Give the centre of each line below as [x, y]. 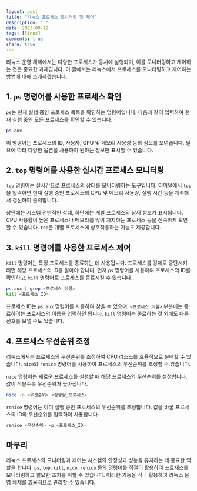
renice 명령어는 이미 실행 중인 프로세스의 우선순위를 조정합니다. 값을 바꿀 [90, 407]
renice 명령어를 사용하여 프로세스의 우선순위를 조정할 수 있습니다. [116, 364]
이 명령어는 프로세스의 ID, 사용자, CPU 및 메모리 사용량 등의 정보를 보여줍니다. [95, 142]
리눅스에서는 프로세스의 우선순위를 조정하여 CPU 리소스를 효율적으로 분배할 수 [96, 356]
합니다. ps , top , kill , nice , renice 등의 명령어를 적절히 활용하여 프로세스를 [103, 467]
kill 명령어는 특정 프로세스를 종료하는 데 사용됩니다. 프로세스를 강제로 [87, 263]
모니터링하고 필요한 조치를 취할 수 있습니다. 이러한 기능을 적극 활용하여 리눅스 [95, 475]
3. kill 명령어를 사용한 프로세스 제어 [69, 248]
